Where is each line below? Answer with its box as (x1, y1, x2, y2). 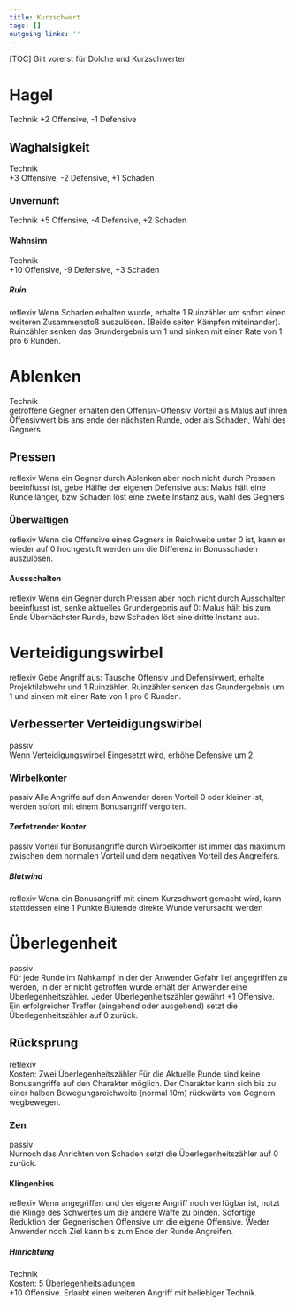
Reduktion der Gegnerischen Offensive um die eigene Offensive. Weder (9, 1217, 270, 1227)
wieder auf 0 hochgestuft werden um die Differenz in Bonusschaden (9, 543, 258, 554)
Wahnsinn (9, 236, 48, 246)
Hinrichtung (9, 1246, 55, 1256)
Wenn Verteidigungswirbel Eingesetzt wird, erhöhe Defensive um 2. (9, 750, 256, 760)
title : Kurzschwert (9, 12, 81, 22)
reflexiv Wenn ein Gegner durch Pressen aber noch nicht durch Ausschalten (9, 593, 286, 603)
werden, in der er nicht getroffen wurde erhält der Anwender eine (9, 982, 247, 992)
